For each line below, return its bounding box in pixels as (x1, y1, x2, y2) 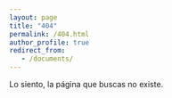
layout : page (9, 12, 58, 22)
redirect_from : (9, 46, 66, 55)
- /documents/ (20, 54, 74, 63)
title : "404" (9, 21, 58, 30)
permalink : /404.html (9, 29, 90, 38)
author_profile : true (9, 37, 90, 47)
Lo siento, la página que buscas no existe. (9, 79, 164, 89)
